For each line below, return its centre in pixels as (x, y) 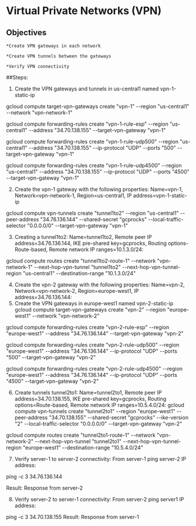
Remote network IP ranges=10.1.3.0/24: (96, 249)
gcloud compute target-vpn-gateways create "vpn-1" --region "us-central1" (98, 106)
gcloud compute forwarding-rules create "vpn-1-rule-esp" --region (87, 124)
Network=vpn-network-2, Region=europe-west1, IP (77, 291)
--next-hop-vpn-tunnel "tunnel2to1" (78, 441)
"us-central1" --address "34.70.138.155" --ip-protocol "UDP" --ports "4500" (98, 172)
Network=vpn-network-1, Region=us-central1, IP (73, 195)
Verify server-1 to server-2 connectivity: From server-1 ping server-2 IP (100, 459)
